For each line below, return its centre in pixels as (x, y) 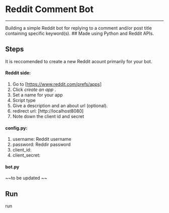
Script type (24, 100)
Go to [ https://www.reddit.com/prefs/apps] (57, 84)
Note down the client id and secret (48, 116)
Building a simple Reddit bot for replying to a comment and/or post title (78, 28)
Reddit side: (18, 73)
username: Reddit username (42, 139)
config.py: (16, 128)
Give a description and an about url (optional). (60, 105)
